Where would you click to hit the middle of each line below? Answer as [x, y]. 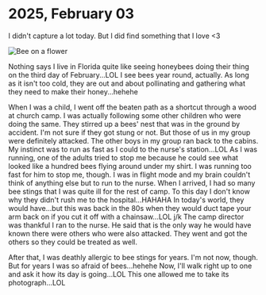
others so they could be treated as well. [73, 242]
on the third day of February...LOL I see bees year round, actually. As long [129, 75]
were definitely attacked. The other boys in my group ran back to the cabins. [133, 140]
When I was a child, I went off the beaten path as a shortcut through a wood [132, 107]
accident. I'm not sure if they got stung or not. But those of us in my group [129, 132]
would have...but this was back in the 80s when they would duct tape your [130, 208]
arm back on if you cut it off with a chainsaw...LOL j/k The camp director [126, 216]
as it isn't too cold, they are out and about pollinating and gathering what [127, 83]
